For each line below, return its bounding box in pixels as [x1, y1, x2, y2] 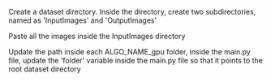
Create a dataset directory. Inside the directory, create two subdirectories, [8, 7, 256, 16]
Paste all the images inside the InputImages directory [8, 32, 186, 41]
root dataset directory [8, 64, 81, 74]
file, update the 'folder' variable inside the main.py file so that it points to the [8, 56, 264, 65]
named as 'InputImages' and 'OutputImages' [8, 15, 157, 25]
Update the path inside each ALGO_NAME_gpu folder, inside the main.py [8, 47, 252, 56]
